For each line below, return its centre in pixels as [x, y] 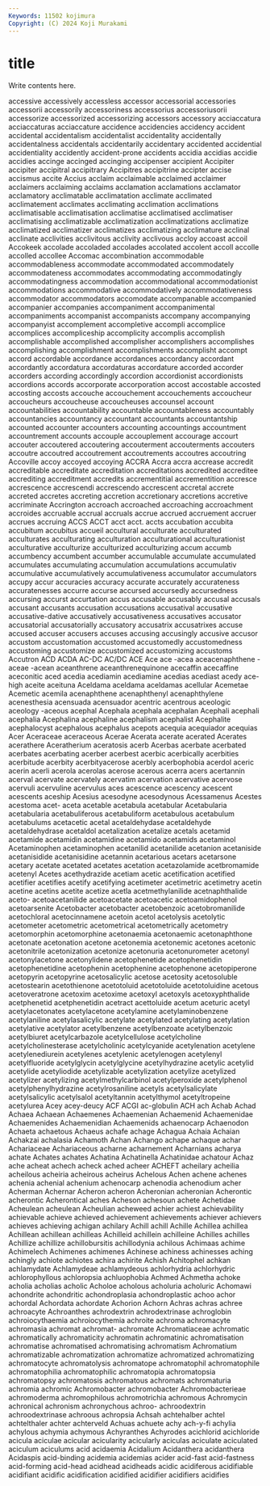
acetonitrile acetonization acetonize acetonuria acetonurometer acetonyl [129, 951]
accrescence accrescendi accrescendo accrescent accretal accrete [121, 488]
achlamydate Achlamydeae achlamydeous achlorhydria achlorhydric [122, 1269]
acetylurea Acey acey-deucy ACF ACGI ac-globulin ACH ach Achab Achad [132, 1106]
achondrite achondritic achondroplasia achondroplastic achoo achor [122, 1294]
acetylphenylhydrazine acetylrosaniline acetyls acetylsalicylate [113, 1088]
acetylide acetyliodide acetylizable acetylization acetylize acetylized [122, 1071]
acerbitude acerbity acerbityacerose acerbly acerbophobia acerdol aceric [131, 762]
